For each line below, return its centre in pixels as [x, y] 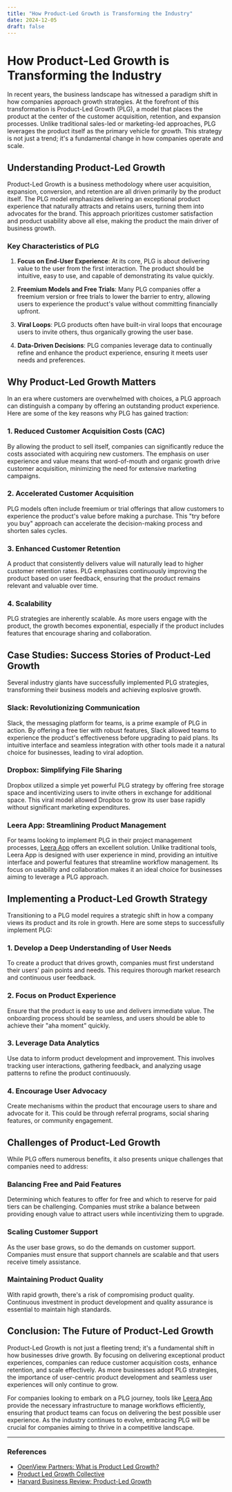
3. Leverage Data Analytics [54, 1043]
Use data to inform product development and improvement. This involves [111, 1058]
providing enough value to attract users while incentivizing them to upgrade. [116, 1214]
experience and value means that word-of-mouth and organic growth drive [114, 461]
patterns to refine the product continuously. [69, 1073]
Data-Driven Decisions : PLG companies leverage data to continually [115, 346]
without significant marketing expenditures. [69, 807]
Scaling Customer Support [53, 1232]
